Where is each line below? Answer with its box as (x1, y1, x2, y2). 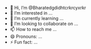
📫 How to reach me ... (10, 26, 57, 32)
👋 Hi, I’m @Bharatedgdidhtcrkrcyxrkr (10, 5, 86, 10)
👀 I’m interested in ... (10, 10, 53, 16)
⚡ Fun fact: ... (10, 39, 38, 45)
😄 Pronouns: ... (10, 33, 43, 39)
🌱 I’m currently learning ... (10, 15, 64, 21)
